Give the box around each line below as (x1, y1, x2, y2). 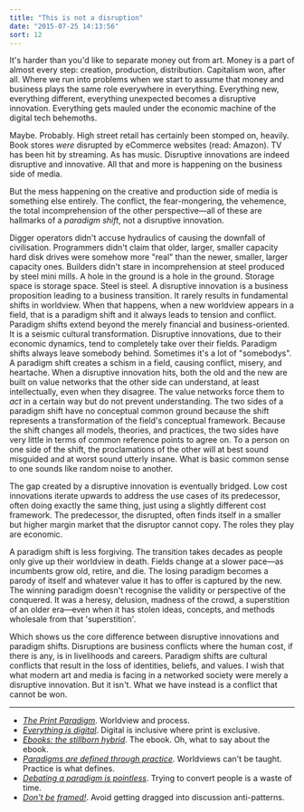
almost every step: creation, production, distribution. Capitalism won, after (9, 64, 286, 75)
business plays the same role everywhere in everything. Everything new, (9, 83, 280, 95)
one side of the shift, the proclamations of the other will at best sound (9, 444, 269, 455)
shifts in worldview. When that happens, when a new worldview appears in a (9, 300, 294, 310)
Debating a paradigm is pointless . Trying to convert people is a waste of (22, 773, 292, 784)
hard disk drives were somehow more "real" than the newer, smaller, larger (9, 252, 288, 263)
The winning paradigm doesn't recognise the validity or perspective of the (9, 585, 287, 596)
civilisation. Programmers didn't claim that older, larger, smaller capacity (9, 242, 279, 253)
